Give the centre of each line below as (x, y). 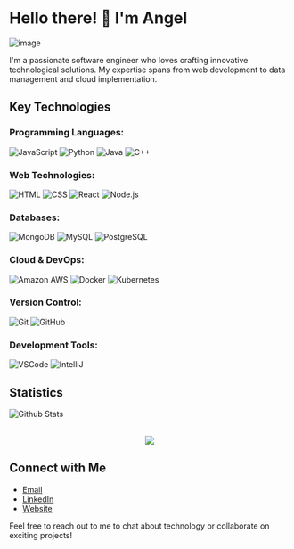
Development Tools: (53, 345)
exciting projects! (41, 535)
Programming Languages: (67, 133)
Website (37, 508)
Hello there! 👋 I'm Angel (98, 18)
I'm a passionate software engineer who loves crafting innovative (129, 60)
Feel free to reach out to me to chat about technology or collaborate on (139, 526)
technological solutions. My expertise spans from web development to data (147, 70)
